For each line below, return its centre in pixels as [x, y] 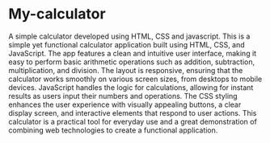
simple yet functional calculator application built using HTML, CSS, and [127, 44]
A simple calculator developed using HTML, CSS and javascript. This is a [129, 36]
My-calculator [57, 14]
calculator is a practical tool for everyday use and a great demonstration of [133, 121]
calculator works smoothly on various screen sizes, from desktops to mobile [135, 79]
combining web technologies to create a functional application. [113, 130]
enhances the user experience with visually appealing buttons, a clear [125, 104]
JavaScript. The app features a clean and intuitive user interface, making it [133, 53]
